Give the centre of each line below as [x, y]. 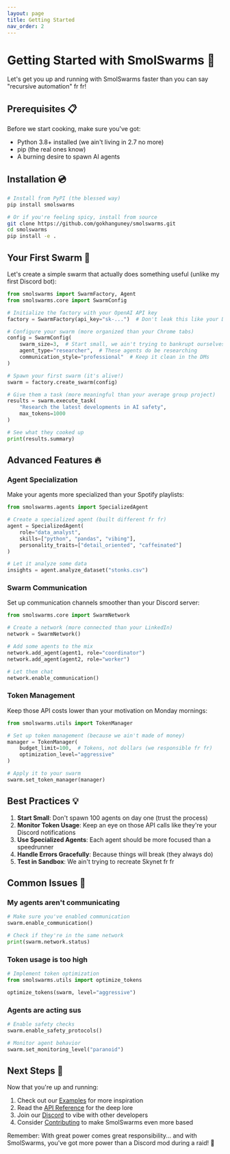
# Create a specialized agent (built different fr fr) [87, 520]
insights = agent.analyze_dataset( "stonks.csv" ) [78, 570]
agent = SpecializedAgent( [46, 526]
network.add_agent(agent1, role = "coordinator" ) [76, 652]
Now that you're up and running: [53, 1087]
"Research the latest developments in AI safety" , [93, 408]
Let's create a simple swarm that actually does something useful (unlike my [113, 274]
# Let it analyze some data [47, 564]
